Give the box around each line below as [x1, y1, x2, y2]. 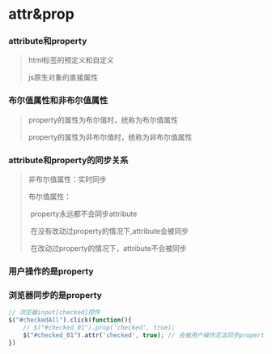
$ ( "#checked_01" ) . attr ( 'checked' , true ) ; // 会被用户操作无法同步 [23, 330, 240, 339]
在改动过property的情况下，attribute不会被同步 [30, 244, 187, 253]
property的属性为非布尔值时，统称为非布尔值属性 [28, 132, 193, 142]
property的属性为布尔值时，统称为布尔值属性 [28, 114, 178, 124]
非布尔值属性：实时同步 [28, 175, 107, 184]
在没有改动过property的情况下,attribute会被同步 [30, 227, 189, 236]
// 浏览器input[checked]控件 [8, 309, 101, 317]
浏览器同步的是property [8, 289, 103, 300]
